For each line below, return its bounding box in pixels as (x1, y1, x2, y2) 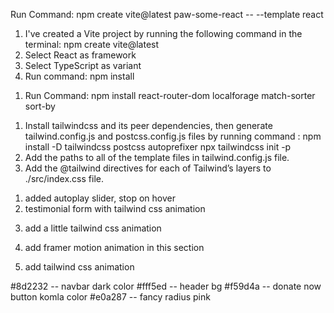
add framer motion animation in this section (24, 242, 205, 253)
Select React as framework (24, 49, 137, 61)
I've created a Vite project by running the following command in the (24, 28, 303, 39)
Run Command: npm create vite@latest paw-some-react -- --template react (10, 9, 324, 20)
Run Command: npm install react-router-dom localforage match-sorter (24, 90, 316, 101)
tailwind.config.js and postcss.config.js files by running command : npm (24, 130, 322, 142)
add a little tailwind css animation (24, 222, 162, 234)
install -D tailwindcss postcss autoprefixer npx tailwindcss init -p (24, 141, 292, 153)
